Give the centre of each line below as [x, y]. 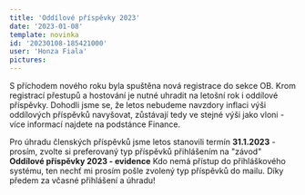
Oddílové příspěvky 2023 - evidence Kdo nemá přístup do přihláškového [148, 161]
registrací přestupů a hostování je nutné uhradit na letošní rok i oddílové [144, 95]
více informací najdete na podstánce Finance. [95, 124]
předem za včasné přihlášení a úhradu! [83, 180]
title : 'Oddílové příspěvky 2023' [75, 18]
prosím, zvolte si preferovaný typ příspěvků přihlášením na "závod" [136, 151]
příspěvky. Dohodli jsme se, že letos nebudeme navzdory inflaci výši [138, 105]
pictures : [28, 60]
